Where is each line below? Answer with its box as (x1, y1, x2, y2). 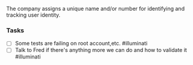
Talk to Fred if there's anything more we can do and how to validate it (14, 47, 187, 54)
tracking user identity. (6, 11, 61, 18)
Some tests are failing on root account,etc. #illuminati (14, 40, 148, 47)
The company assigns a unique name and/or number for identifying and (6, 5, 185, 12)
